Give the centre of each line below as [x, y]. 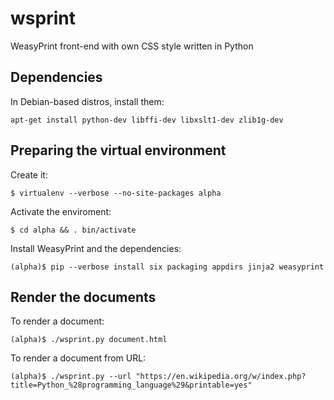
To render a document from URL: [78, 358]
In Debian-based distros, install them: [87, 101]
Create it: [29, 174]
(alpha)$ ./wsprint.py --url [71, 377]
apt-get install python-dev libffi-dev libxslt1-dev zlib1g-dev [147, 120]
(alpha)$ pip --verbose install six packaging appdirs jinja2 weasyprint [167, 267]
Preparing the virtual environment [118, 150]
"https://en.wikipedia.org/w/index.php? [221, 377]
